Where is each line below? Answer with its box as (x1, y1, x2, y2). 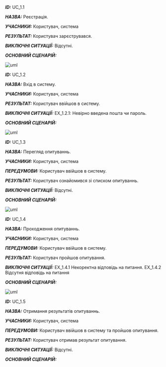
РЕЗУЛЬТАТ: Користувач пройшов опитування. (5, 255, 106, 261)
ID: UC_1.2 (5, 72, 26, 78)
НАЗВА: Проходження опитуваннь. (5, 226, 80, 232)
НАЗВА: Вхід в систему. (5, 82, 56, 87)
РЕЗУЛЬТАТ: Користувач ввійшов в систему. (5, 100, 100, 106)
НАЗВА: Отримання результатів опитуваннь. (5, 308, 100, 314)
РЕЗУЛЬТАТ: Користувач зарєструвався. (5, 33, 93, 39)
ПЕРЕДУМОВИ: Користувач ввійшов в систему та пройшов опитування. (5, 328, 159, 333)
